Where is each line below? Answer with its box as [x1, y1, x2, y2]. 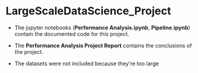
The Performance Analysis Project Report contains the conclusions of [14, 42, 192, 49]
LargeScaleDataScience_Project [5, 4, 171, 18]
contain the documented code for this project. [14, 30, 130, 37]
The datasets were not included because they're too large [14, 60, 159, 67]
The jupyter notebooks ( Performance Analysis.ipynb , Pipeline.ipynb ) [14, 24, 191, 31]
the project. [14, 48, 44, 55]
